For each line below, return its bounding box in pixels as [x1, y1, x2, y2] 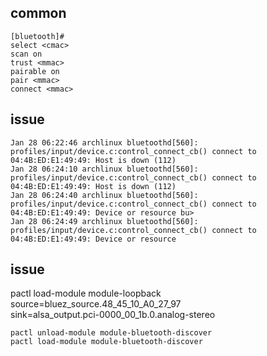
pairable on [10, 66, 60, 76]
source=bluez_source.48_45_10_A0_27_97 [10, 298, 182, 310]
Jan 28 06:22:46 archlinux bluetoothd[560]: [10, 137, 199, 148]
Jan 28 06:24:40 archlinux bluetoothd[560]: [10, 190, 199, 200]
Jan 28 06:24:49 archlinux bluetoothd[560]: [10, 216, 199, 226]
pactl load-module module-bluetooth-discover [10, 337, 203, 347]
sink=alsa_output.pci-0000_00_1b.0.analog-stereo [10, 309, 216, 321]
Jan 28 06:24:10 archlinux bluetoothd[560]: [10, 164, 199, 174]
